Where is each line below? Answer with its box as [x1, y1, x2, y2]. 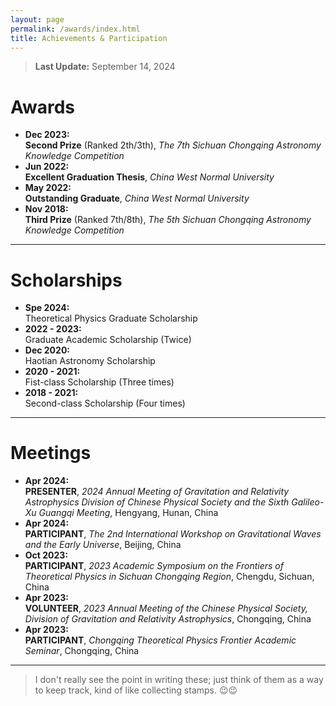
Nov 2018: [24, 203, 69, 215]
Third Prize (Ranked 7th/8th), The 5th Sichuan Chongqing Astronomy [24, 214, 312, 226]
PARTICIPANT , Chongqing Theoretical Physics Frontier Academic [24, 634, 297, 646]
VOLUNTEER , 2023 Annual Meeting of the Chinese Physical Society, [24, 602, 308, 615]
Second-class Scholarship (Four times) [24, 397, 186, 410]
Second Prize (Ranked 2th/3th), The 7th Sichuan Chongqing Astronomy [24, 139, 322, 151]
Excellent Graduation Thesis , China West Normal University [24, 171, 275, 183]
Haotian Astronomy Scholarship [24, 355, 156, 367]
